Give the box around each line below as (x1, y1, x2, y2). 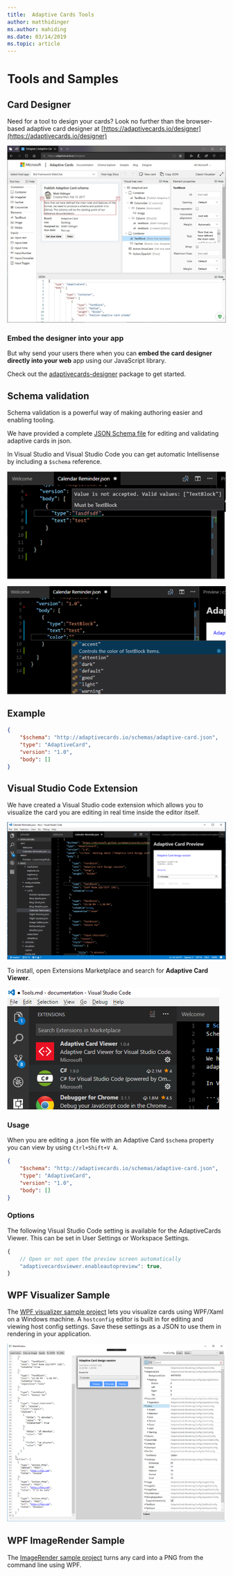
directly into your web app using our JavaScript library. (7, 357, 166, 365)
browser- (186, 117, 213, 126)
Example (7, 708, 46, 719)
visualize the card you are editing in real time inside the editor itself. (7, 808, 200, 816)
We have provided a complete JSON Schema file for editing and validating (7, 429, 219, 438)
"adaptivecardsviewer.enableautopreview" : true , (19, 1262, 163, 1269)
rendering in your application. (7, 1330, 92, 1338)
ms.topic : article (7, 40, 60, 48)
